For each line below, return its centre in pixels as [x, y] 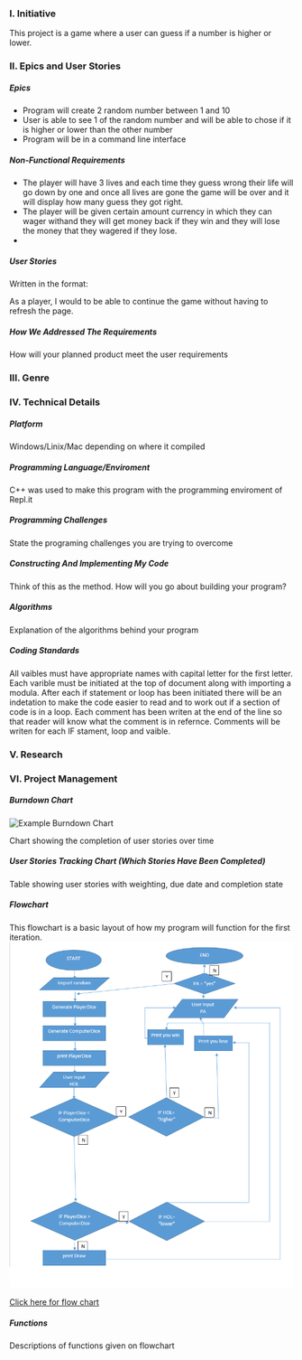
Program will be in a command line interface [104, 139]
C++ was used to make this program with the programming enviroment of [146, 490]
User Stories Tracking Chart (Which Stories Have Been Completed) [137, 861]
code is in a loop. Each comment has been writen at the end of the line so [146, 711]
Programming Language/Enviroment [80, 467]
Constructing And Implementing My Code [89, 564]
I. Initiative [33, 14]
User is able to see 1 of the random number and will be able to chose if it [156, 120]
